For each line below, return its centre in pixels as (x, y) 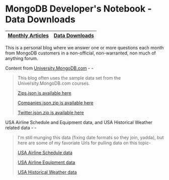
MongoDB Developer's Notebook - (78, 9)
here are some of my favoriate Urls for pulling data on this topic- (84, 143)
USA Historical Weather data (47, 172)
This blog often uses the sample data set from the (69, 78)
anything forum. (22, 58)
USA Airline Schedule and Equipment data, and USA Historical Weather (79, 122)
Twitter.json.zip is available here (51, 112)
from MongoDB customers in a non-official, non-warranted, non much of (80, 53)
